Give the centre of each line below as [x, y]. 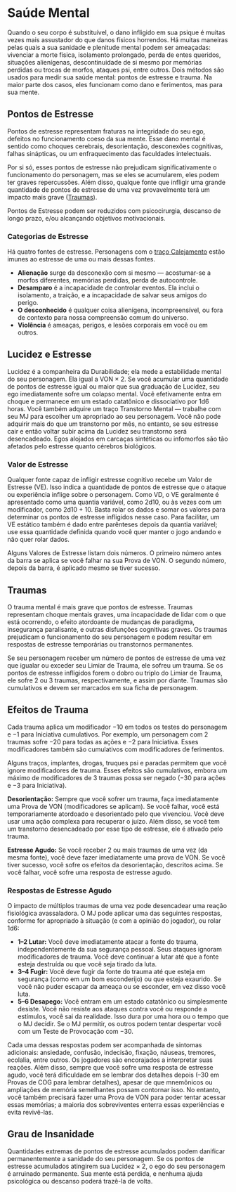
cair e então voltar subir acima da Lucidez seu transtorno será [97, 431]
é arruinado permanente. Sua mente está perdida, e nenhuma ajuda [105, 1173]
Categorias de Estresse [48, 236]
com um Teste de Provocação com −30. [75, 1032]
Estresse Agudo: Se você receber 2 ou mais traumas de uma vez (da [107, 850]
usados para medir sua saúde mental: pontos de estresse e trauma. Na [110, 77]
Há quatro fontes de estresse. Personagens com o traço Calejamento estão [116, 252]
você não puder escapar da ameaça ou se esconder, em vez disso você [122, 987]
